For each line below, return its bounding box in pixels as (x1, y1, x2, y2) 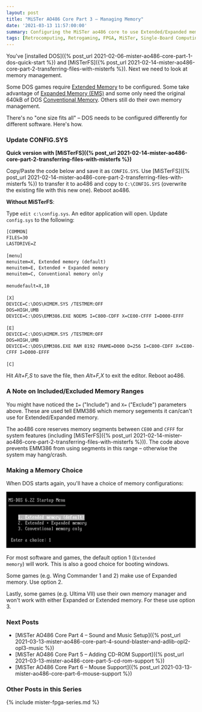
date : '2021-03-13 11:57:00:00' (6, 22, 87, 28)
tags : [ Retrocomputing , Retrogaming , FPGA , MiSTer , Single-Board (6, 35, 173, 42)
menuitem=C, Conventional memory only (6, 271, 103, 277)
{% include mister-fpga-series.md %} (6, 699, 100, 706)
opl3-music (14, 644, 44, 651)
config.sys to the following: (6, 216, 75, 224)
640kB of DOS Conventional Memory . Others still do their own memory (6, 96, 182, 104)
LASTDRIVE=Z (6, 241, 36, 247)
